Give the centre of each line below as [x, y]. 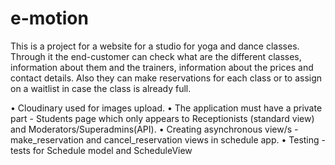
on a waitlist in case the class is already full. [101, 88]
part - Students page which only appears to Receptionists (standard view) [162, 118]
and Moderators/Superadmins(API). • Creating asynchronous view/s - [154, 129]
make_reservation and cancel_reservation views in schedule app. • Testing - [168, 139]
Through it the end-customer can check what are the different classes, [156, 56]
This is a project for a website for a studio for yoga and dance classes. [155, 46]
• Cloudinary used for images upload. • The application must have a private [166, 108]
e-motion [49, 18]
